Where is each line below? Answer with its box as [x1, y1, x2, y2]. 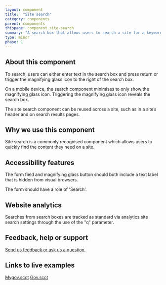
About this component [5, 58, 76, 66]
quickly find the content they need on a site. [5, 144, 95, 150]
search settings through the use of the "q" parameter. [5, 219, 115, 225]
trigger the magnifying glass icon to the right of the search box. [5, 76, 134, 82]
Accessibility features [5, 158, 75, 167]
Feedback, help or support [5, 233, 88, 242]
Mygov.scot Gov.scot [5, 274, 48, 280]
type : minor [5, 35, 30, 40]
